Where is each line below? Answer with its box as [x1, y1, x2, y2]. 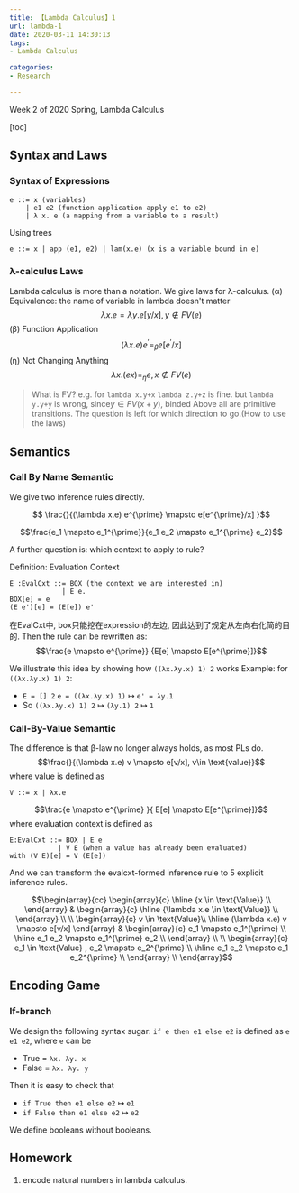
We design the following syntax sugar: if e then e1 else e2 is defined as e [9, 1025, 290, 1036]
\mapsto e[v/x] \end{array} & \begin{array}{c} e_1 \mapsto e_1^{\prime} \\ [16, 923, 286, 934]
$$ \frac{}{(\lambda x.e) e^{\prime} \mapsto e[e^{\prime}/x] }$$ [32, 509, 270, 520]
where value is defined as [9, 771, 105, 781]
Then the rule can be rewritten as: [21, 631, 148, 642]
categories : [9, 63, 54, 72]
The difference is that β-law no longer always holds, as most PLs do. [9, 743, 264, 754]
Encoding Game [9, 978, 101, 994]
